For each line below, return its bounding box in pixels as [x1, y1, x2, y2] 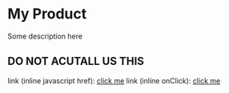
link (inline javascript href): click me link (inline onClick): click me [7, 75, 221, 85]
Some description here [7, 31, 83, 41]
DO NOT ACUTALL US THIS [7, 55, 145, 68]
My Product [7, 5, 87, 23]
